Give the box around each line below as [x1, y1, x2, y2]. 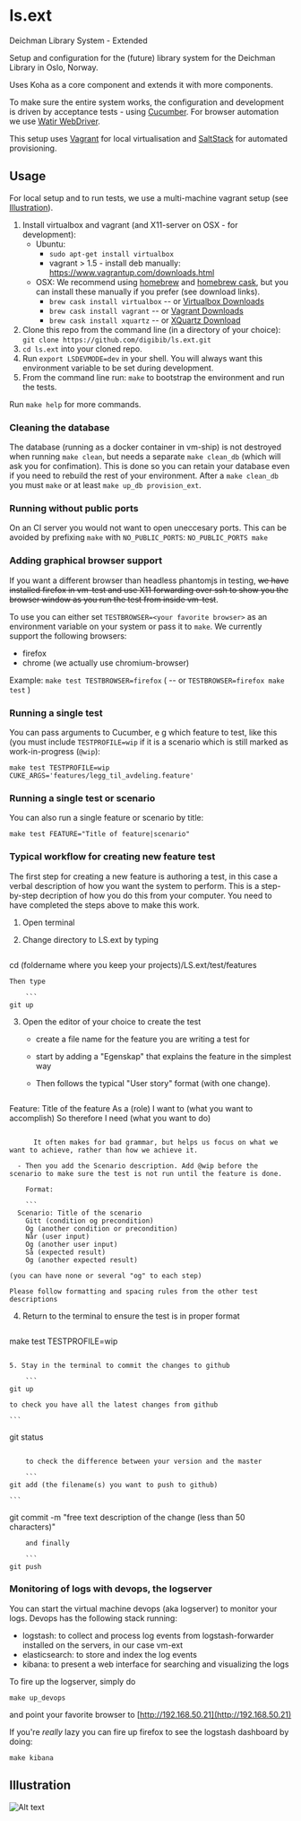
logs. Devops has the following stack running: [9, 1612, 177, 1624]
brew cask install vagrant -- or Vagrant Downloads [48, 305, 244, 316]
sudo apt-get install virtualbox [48, 249, 175, 258]
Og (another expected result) [25, 1255, 139, 1265]
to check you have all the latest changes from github [9, 1400, 219, 1409]
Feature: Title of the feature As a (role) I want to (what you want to [9, 1102, 254, 1113]
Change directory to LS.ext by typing [21, 934, 159, 945]
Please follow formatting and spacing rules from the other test [9, 1286, 258, 1296]
